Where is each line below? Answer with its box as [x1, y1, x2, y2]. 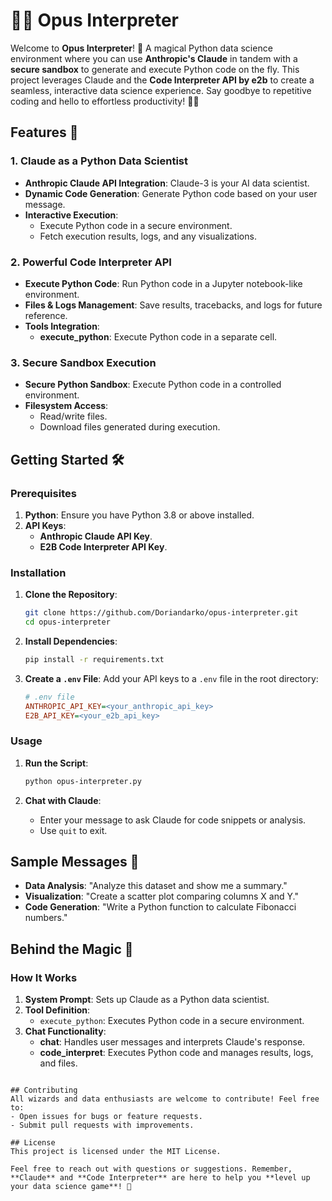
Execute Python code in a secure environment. [39, 219, 233, 231]
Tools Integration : [24, 320, 100, 332]
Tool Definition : [24, 1004, 91, 1016]
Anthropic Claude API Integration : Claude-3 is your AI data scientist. [24, 177, 310, 189]
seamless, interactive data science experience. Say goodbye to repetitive [10, 84, 312, 96]
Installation [10, 565, 67, 579]
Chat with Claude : [24, 794, 102, 806]
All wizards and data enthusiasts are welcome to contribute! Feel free [10, 1094, 320, 1104]
